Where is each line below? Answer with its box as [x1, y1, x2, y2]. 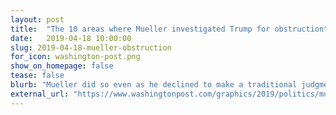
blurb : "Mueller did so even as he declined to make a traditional [10, 80, 298, 90]
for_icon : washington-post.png [10, 52, 141, 62]
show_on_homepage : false [10, 61, 114, 71]
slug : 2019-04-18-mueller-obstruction [10, 42, 172, 53]
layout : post [10, 14, 65, 25]
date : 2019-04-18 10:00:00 [10, 33, 132, 43]
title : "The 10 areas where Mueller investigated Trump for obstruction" [10, 24, 329, 34]
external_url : [10, 89, 70, 99]
